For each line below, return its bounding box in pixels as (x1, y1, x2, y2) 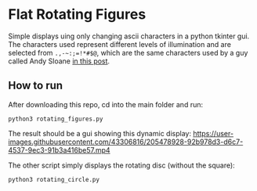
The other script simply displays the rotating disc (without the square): (8, 160, 235, 170)
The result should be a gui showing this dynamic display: (8, 128, 192, 138)
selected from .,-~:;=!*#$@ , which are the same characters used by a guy (8, 48, 248, 57)
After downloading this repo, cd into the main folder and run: (8, 99, 204, 109)
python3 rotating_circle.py (8, 175, 100, 183)
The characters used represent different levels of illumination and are (8, 39, 231, 49)
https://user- (193, 128, 233, 138)
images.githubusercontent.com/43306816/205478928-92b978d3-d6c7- (8, 137, 244, 146)
